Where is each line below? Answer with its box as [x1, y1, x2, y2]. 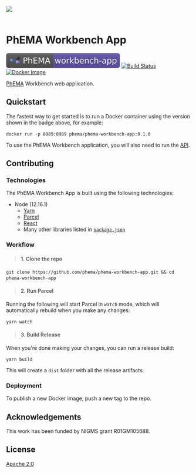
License [6, 445, 36, 455]
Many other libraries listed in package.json [23, 226, 126, 233]
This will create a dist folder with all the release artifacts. [6, 366, 144, 373]
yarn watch [6, 319, 33, 325]
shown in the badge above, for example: [6, 119, 104, 126]
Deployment [6, 381, 42, 389]
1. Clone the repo [20, 255, 63, 262]
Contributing [6, 158, 54, 168]
